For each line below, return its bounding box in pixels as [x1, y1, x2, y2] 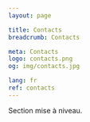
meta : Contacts [8, 48, 59, 55]
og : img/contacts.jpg [8, 63, 80, 71]
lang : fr [8, 77, 37, 85]
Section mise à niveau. [8, 105, 83, 115]
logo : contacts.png [8, 55, 73, 63]
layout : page [8, 11, 52, 20]
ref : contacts [8, 84, 56, 92]
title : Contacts [8, 25, 62, 34]
